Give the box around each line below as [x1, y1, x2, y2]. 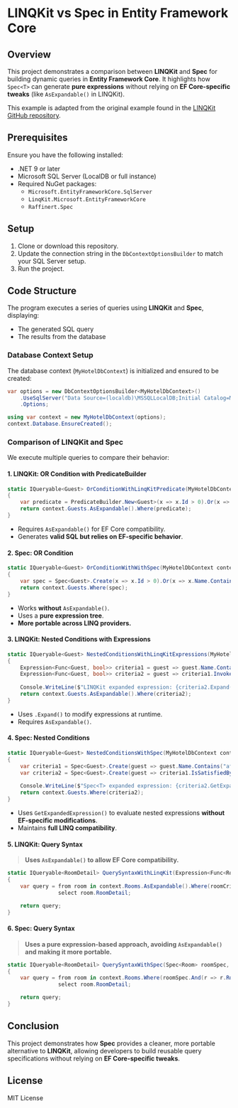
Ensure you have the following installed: [7, 151, 124, 159]
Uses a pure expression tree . [17, 611, 104, 620]
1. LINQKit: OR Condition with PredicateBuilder [7, 470, 147, 478]
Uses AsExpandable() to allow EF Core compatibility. [24, 856, 179, 864]
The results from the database [17, 333, 106, 341]
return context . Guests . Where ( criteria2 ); [20, 789, 144, 797]
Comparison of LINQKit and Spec [7, 437, 124, 447]
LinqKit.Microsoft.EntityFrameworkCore [28, 195, 147, 203]
